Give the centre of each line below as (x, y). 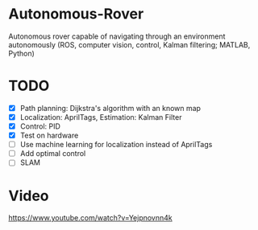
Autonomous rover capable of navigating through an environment (117, 36)
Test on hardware (49, 136)
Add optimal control (53, 154)
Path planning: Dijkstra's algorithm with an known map (110, 108)
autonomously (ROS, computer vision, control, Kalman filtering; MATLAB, (129, 44)
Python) (21, 53)
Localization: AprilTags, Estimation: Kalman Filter (101, 117)
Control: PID (40, 126)
